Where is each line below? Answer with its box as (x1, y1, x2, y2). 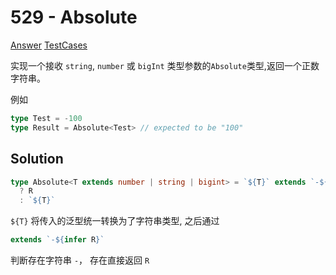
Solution (10, 151, 64, 168)
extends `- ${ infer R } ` (10, 235, 105, 245)
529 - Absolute (10, 6, 138, 29)
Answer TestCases (10, 39, 88, 51)
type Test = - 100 (10, 113, 83, 123)
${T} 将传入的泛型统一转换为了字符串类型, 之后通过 (10, 215, 220, 227)
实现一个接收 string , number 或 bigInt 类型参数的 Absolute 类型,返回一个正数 (10, 59, 320, 71)
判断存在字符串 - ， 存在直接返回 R (10, 254, 150, 266)
